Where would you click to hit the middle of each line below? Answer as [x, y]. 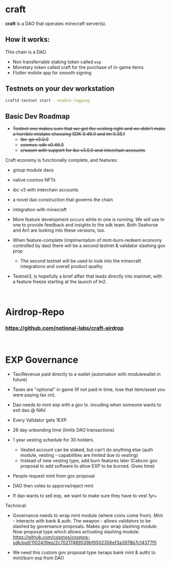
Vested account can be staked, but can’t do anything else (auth [87, 450]
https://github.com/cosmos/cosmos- [51, 537]
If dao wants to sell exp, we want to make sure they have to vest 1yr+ [85, 496]
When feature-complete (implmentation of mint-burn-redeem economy [87, 240]
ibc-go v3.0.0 [34, 139]
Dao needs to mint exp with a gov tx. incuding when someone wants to [87, 405]
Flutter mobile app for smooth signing [52, 72]
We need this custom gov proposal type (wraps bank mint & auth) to [84, 552]
